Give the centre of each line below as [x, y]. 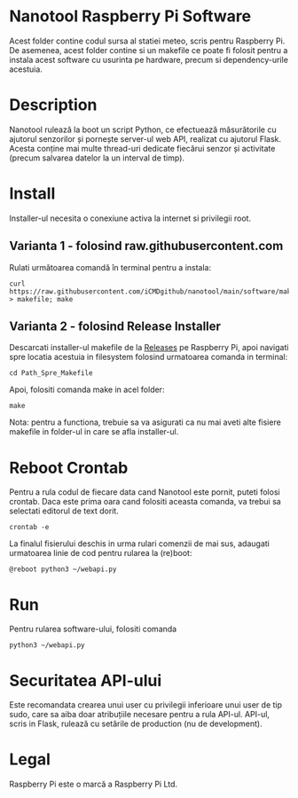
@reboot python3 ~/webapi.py [63, 569]
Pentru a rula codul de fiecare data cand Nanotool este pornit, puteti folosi [145, 492]
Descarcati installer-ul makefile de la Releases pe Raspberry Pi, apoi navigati [149, 348]
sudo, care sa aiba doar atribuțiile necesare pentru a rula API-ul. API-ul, [140, 715]
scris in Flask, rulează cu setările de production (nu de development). [136, 724]
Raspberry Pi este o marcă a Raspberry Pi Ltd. [94, 784]
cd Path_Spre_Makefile [51, 373]
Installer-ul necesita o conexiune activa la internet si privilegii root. [130, 218]
